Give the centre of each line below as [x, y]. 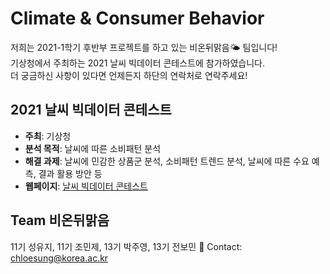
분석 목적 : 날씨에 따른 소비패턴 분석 [93, 148]
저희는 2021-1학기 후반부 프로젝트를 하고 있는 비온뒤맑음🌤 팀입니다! [144, 47]
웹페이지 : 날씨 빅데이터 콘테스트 [86, 186]
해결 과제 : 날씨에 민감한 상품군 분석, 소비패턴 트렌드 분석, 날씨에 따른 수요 [167, 161]
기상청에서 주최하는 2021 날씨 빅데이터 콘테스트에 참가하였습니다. [138, 63]
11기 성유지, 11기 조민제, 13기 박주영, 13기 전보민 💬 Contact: [126, 246]
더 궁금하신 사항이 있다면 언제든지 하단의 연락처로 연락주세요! [129, 75]
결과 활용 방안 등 [70, 173]
